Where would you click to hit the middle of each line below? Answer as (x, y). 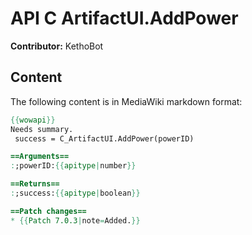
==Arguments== (40, 157)
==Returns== (35, 184)
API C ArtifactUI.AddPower (124, 18)
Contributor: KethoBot (57, 46)
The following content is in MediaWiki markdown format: (126, 101)
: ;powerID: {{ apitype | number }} (73, 166)
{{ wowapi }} (33, 120)
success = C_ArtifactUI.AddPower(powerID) (104, 138)
